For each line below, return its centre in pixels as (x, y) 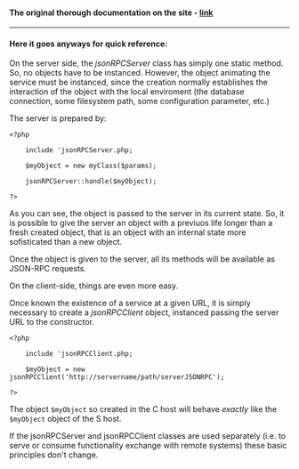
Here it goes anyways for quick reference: (89, 44)
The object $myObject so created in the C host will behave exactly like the (143, 409)
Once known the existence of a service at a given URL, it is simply (130, 303)
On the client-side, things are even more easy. (94, 286)
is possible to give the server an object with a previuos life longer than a (141, 223)
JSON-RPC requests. (48, 269)
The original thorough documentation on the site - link (111, 12)
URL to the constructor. (52, 322)
